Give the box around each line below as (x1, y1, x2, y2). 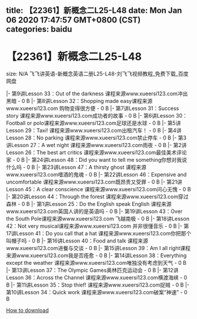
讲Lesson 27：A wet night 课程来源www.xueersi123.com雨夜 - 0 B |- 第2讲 (6, 142, 187, 149)
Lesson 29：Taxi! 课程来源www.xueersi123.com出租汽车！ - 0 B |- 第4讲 (6, 127, 182, 134)
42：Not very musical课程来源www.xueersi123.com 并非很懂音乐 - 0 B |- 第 (6, 222, 189, 230)
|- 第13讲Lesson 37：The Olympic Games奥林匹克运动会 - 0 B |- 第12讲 (6, 267, 179, 274)
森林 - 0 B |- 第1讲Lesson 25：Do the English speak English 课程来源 (6, 201, 172, 208)
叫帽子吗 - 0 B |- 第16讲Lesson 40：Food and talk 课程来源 (6, 237, 149, 244)
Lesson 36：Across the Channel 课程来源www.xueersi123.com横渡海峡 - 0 (6, 274, 188, 281)
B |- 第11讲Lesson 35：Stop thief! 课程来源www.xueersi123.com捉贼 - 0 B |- (6, 281, 190, 288)
